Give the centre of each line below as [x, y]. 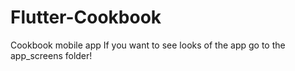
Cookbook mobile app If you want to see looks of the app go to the [148, 45]
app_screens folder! [51, 55]
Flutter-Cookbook [86, 17]
